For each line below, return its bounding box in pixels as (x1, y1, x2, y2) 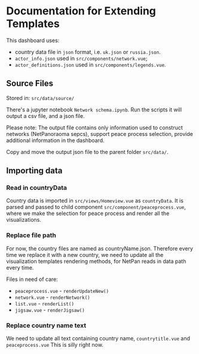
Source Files (6, 78, 54, 89)
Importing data (6, 166, 63, 176)
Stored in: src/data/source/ (6, 94, 75, 101)
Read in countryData (6, 184, 68, 192)
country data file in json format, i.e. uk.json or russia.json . (14, 48, 161, 55)
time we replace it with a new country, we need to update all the (6, 251, 164, 258)
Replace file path (6, 231, 57, 240)
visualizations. (6, 216, 42, 223)
